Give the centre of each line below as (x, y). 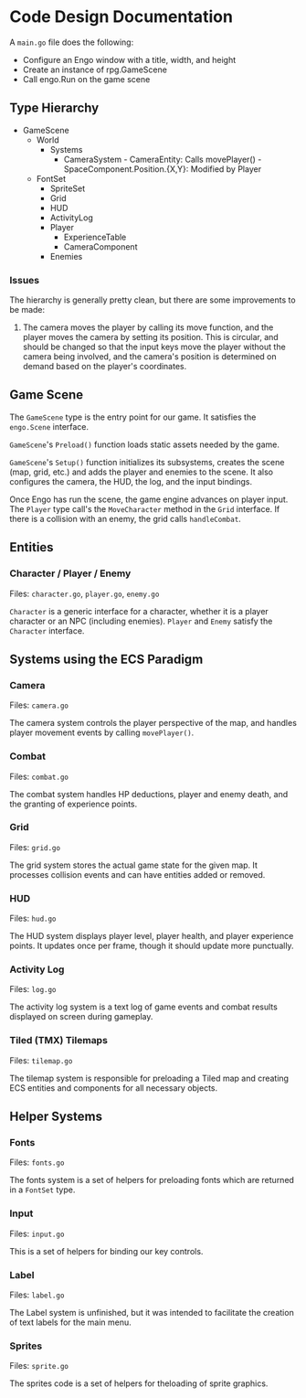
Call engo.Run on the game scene (86, 79)
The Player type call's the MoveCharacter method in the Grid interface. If (145, 508)
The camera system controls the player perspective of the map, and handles (153, 723)
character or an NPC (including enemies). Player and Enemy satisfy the (141, 621)
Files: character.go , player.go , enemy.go (84, 593)
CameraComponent (100, 246)
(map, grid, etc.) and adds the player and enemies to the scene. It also (142, 472)
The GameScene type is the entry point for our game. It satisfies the (133, 417)
